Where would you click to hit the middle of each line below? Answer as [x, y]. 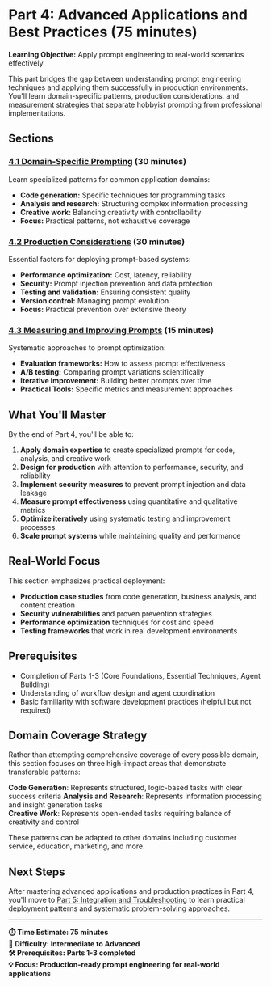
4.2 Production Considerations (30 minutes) [97, 242]
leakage [33, 493]
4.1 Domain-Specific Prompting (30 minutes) [98, 162]
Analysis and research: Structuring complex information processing [134, 203]
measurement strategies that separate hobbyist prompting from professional [135, 104]
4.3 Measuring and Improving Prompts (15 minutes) [111, 330]
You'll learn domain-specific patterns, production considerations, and [124, 95]
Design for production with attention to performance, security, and [131, 468]
